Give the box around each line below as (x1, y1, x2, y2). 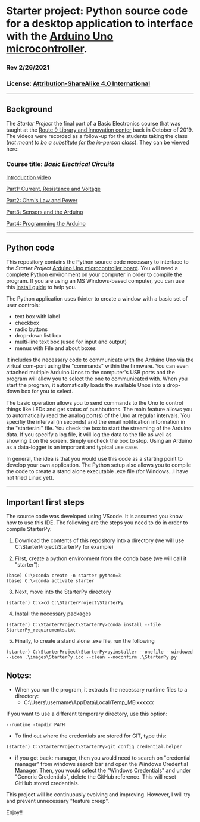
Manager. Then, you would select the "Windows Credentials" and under (14, 767, 192, 774)
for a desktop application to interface (6, 17, 193, 30)
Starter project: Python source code (6, 4, 188, 18)
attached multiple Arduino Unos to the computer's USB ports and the (6, 369, 176, 376)
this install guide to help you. (6, 284, 77, 291)
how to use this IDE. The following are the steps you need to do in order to (6, 519, 188, 526)
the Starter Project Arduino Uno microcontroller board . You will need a (6, 265, 179, 272)
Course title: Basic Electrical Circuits (6, 160, 115, 168)
